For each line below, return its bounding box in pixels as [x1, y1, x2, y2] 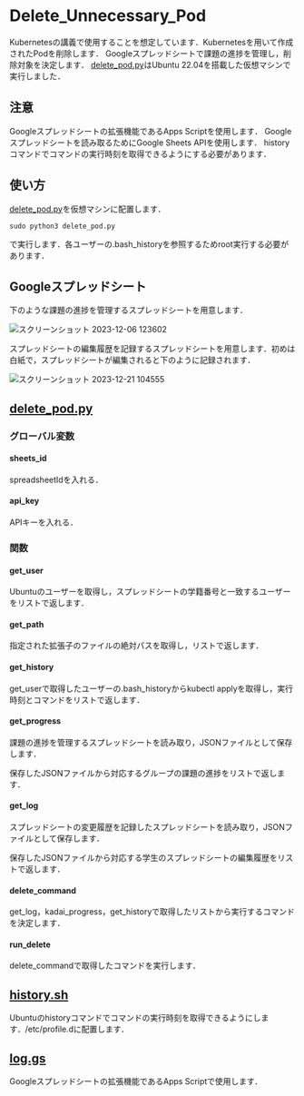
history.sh [9, 987, 69, 1002]
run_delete [9, 939, 52, 950]
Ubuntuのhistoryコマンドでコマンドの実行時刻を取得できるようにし [9, 1012, 261, 1023]
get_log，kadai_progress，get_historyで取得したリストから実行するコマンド [9, 906, 295, 917]
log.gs [9, 1051, 46, 1066]
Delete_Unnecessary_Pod [9, 5, 207, 26]
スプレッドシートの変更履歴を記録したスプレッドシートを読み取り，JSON [9, 822, 286, 833]
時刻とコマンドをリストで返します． [9, 694, 145, 705]
